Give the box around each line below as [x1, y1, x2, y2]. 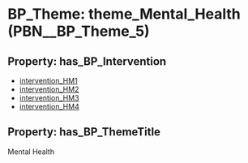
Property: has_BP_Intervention [7, 54, 167, 68]
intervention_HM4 [19, 102, 80, 111]
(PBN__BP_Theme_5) [7, 22, 151, 41]
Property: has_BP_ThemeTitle [7, 125, 161, 139]
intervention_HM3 [19, 93, 79, 102]
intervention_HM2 [19, 84, 79, 94]
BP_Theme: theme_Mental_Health [7, 5, 241, 24]
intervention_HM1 [19, 76, 78, 85]
